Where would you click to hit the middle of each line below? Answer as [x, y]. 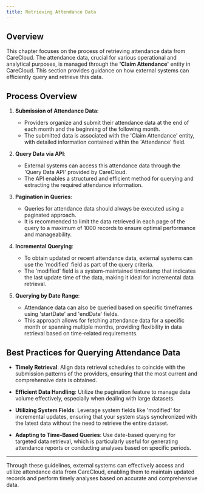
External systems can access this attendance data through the [102, 166]
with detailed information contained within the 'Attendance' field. [105, 142]
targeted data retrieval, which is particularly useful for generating [97, 441]
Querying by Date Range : [47, 296]
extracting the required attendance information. [83, 185]
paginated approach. [50, 215]
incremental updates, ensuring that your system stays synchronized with [106, 417]
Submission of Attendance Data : [57, 111]
